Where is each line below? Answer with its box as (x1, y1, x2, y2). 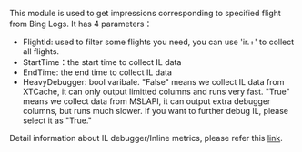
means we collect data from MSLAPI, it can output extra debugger (22, 96, 271, 107)
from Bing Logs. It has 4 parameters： (9, 18, 153, 29)
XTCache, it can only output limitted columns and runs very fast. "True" (22, 86, 291, 97)
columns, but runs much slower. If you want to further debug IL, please (22, 106, 289, 116)
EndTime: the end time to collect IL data (22, 67, 173, 78)
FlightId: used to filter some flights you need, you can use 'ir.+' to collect (22, 36, 295, 47)
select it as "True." (22, 115, 93, 126)
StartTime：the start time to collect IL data (22, 57, 182, 67)
